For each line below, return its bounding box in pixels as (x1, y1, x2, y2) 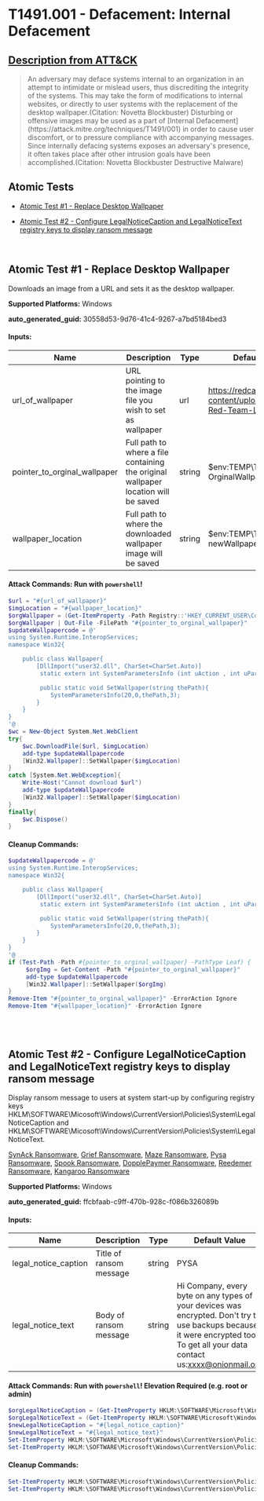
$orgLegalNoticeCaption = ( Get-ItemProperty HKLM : (8, 1407, 178, 1415)
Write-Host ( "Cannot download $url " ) (22, 779, 143, 787)
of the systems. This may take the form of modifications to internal (27, 91, 244, 100)
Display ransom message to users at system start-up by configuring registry (8, 1093, 255, 1102)
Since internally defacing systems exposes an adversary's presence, (27, 141, 251, 150)
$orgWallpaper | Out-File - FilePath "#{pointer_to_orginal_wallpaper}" (8, 619, 247, 627)
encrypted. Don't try (176, 1310, 251, 1321)
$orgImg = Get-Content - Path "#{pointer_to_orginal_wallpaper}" (25, 965, 241, 973)
